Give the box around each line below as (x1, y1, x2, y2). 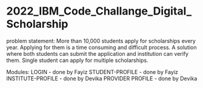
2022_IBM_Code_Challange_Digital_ (6, 4, 192, 18)
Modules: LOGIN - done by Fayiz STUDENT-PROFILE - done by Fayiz (6, 68, 179, 75)
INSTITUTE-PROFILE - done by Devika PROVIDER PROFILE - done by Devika (6, 75, 198, 82)
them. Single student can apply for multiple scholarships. (6, 56, 148, 64)
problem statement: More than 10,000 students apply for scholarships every (6, 37, 196, 44)
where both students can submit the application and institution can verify (6, 50, 189, 57)
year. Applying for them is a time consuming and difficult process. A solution (6, 44, 197, 51)
